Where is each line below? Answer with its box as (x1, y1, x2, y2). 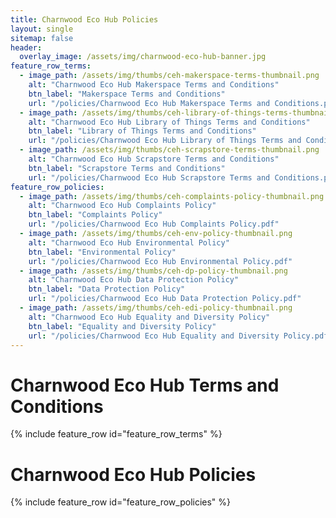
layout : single (10, 24, 74, 34)
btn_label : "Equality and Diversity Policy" (28, 321, 217, 331)
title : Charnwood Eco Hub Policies (10, 14, 159, 25)
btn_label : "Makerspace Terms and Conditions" (28, 89, 226, 99)
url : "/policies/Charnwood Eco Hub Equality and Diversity (28, 331, 280, 341)
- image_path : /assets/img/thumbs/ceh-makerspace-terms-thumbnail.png (19, 71, 320, 81)
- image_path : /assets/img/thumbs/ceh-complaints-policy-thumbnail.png (19, 191, 325, 201)
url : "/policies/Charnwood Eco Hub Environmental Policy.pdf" (28, 256, 293, 266)
